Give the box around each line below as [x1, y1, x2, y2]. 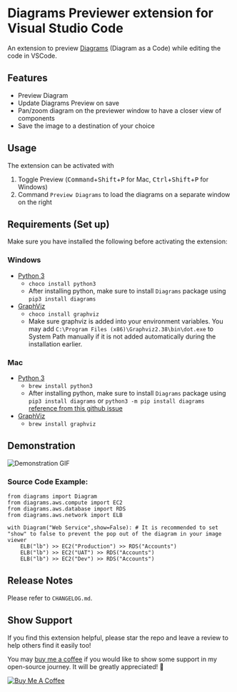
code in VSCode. [7, 51, 57, 60]
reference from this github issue [28, 403, 123, 412]
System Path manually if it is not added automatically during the [28, 332, 216, 341]
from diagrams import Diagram [7, 493, 98, 501]
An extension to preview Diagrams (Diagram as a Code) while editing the [7, 44, 221, 52]
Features [7, 72, 48, 84]
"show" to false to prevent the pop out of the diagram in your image [7, 531, 222, 538]
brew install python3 [28, 382, 93, 390]
